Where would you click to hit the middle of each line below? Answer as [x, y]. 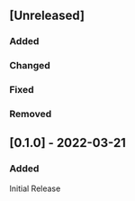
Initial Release [35, 188]
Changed [30, 66]
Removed [31, 114]
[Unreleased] [47, 16]
